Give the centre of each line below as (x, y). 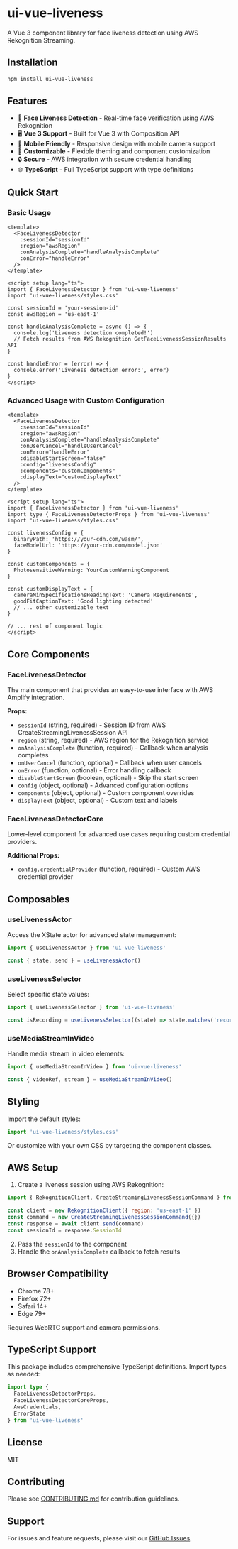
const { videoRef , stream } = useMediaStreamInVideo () (90, 1080)
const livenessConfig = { (45, 533)
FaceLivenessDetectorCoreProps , (62, 1401)
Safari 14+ (33, 1306)
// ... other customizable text (62, 608)
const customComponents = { (49, 564)
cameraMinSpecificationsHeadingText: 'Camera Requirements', (106, 595)
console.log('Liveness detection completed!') (84, 333)
